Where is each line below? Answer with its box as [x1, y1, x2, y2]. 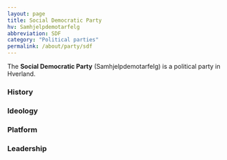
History [7, 87, 34, 97]
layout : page [7, 10, 46, 18]
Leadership [7, 143, 47, 153]
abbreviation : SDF [7, 29, 61, 37]
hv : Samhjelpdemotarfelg [7, 23, 80, 30]
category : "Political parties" [7, 36, 99, 44]
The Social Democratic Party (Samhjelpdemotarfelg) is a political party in [7, 62, 221, 70]
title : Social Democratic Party [7, 17, 102, 24]
